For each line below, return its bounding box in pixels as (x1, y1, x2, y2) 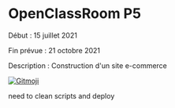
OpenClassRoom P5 (8, 5, 142, 23)
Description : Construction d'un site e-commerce (8, 60, 168, 70)
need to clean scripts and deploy (8, 91, 115, 100)
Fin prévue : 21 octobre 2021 (8, 45, 101, 55)
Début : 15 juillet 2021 (8, 31, 77, 40)
